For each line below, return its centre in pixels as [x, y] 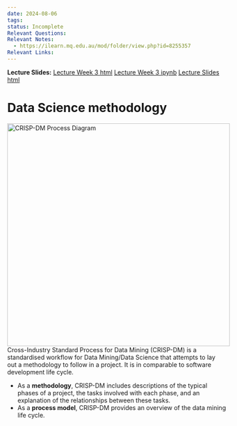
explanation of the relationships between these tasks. [94, 400]
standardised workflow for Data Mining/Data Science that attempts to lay [111, 357]
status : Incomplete [35, 26]
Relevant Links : [31, 53]
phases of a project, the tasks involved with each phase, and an [108, 393]
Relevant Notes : [31, 40]
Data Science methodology [87, 108]
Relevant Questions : [37, 33]
